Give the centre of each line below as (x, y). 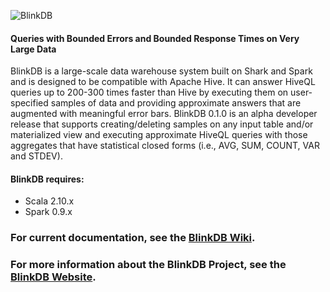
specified (29, 103)
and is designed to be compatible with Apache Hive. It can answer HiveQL (163, 82)
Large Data (33, 49)
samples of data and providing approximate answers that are (176, 103)
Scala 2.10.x (49, 201)
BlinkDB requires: (47, 179)
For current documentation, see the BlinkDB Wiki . (133, 238)
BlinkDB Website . (53, 277)
